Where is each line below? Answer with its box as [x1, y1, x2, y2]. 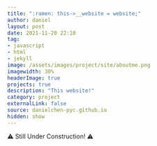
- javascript [7, 42, 45, 49]
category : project [7, 94, 60, 101]
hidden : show [7, 113, 45, 120]
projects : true [7, 81, 51, 88]
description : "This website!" [7, 87, 95, 94]
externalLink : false [7, 100, 67, 107]
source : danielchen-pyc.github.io [7, 107, 108, 113]
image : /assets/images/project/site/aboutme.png [7, 62, 151, 69]
